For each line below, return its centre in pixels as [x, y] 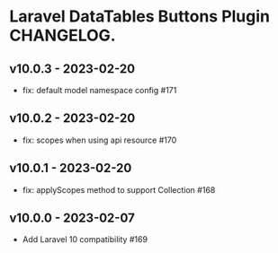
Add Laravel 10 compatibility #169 [85, 240]
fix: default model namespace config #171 [99, 90]
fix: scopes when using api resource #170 [99, 140]
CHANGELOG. [63, 35]
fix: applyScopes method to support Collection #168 [119, 189]
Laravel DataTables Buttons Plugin [140, 17]
